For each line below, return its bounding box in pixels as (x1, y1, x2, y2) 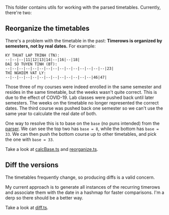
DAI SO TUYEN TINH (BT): (5, 62, 58, 67)
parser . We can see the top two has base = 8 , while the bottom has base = (5, 126, 159, 132)
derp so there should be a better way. (5, 194, 83, 201)
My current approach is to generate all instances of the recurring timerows (5, 184, 160, 190)
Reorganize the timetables (5, 24, 90, 33)
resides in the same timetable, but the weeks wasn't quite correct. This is (5, 89, 157, 95)
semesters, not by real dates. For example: (5, 43, 96, 49)
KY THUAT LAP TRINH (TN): (5, 52, 60, 58)
